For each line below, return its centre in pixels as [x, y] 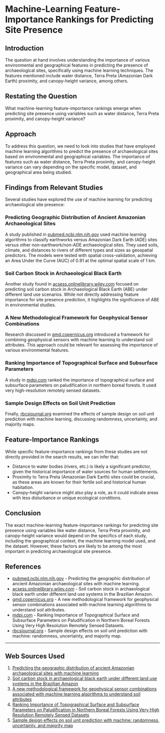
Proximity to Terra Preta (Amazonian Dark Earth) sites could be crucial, [84, 477]
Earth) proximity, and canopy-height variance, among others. [67, 81]
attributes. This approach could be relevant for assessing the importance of [82, 345]
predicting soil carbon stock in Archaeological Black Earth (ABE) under [77, 289]
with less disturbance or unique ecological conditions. [67, 498]
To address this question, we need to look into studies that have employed [80, 146]
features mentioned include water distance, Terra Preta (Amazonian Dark [79, 76]
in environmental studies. [31, 305]
